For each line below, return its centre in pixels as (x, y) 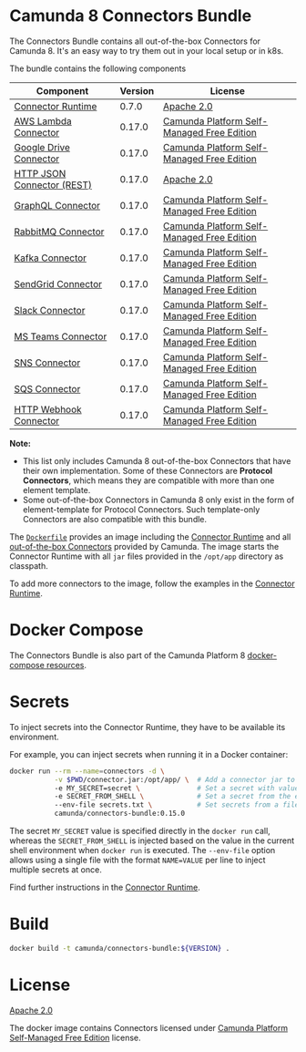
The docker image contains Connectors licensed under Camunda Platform (149, 1027)
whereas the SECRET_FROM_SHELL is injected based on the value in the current (152, 841)
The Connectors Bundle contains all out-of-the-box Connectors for (135, 41)
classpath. (29, 565)
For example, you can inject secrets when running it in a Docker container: (149, 754)
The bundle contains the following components (98, 68)
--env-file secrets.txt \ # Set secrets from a (167, 805)
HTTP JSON (40, 173)
